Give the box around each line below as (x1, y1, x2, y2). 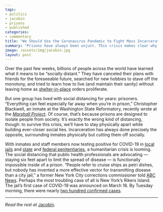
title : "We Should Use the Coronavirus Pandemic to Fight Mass (5, 39, 136, 44)
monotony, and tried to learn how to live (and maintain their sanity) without (5, 81, 154, 87)
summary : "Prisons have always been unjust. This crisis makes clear (5, 43, 149, 48)
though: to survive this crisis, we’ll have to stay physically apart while (5, 122, 143, 127)
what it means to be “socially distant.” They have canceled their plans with (5, 71, 154, 77)
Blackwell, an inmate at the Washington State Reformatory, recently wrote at (5, 106, 157, 112)
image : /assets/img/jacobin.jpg (5, 48, 70, 53)
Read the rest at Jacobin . (5, 202, 56, 208)
